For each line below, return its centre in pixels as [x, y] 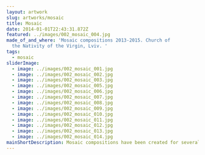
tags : [13, 52]
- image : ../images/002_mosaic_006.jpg [63, 92]
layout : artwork [27, 12]
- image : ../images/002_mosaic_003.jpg [63, 80]
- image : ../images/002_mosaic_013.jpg [63, 131]
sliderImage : [23, 63]
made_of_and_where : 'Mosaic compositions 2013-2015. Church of [88, 40]
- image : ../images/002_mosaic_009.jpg [63, 108]
